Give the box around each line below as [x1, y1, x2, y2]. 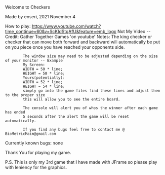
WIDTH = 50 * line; [23, 67, 63, 71]
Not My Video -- [117, 29, 151, 34]
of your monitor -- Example [5, 58, 63, 63]
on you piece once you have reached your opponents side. [5, 44, 125, 50]
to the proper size [5, 93, 45, 98]
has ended [5, 110, 26, 115]
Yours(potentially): [23, 75, 65, 80]
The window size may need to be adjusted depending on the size [23, 54, 158, 59]
